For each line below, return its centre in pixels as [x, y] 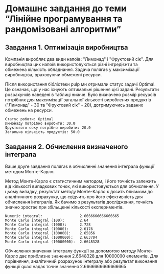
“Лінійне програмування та [64, 19]
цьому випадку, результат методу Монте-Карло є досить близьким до [79, 191]
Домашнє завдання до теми [66, 9]
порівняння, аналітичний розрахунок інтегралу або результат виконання [81, 261]
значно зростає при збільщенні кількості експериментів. [64, 207]
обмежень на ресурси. [29, 110]
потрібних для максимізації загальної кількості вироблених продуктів [78, 100]
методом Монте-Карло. [30, 171]
